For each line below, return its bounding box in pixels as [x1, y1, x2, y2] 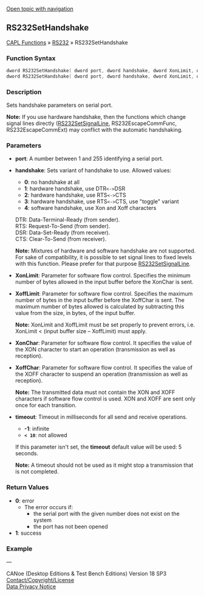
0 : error [15, 497, 35, 504]
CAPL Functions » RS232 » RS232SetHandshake [6, 39, 129, 46]
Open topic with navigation [6, 5, 74, 12]
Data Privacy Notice [6, 583, 56, 591]
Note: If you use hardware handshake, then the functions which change [6, 113, 186, 121]
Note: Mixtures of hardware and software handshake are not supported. [15, 247, 196, 254]
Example [6, 544, 33, 553]
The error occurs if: [24, 503, 73, 510]
